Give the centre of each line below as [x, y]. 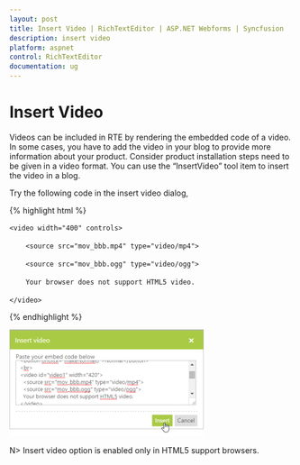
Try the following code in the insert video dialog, [99, 193]
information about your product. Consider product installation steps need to [150, 156]
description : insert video [60, 38]
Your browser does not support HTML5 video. [110, 282]
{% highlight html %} [48, 210]
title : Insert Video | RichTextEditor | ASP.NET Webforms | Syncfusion [146, 28]
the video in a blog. [45, 175]
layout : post [34, 19]
